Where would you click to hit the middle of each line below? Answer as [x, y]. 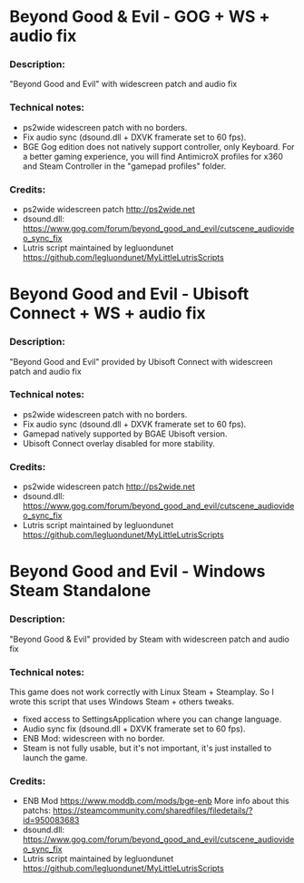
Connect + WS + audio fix [108, 314]
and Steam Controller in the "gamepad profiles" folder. [124, 166]
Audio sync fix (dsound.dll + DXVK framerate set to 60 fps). [134, 729]
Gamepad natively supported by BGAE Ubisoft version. [125, 434]
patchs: [37, 810]
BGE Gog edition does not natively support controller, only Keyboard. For [158, 146]
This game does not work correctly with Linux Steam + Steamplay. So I [142, 692]
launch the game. [55, 757]
